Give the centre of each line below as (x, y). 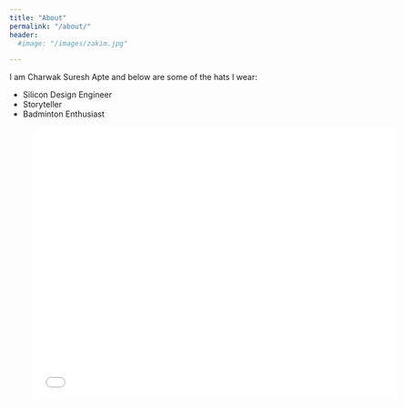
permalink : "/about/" (50, 26)
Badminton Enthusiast (63, 114)
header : (24, 35)
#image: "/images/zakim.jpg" (73, 43)
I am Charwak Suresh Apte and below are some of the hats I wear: (133, 77)
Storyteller (42, 105)
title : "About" (38, 18)
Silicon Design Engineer (67, 95)
